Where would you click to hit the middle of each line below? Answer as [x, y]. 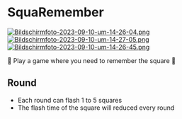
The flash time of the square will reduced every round [96, 108]
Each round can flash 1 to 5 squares [70, 100]
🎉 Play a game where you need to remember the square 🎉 [91, 60]
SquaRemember [56, 12]
